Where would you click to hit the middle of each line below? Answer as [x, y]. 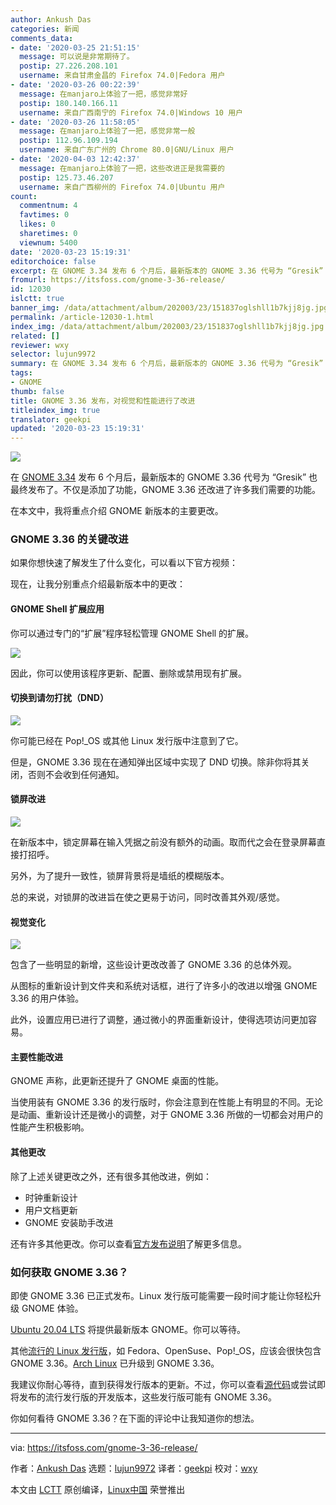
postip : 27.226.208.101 [68, 66]
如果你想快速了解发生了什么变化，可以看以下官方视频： [124, 563]
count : [24, 196]
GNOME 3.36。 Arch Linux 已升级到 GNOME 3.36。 [115, 1363]
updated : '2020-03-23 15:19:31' [77, 429]
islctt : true [37, 299]
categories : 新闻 [45, 29]
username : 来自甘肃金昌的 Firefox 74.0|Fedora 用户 [122, 76]
